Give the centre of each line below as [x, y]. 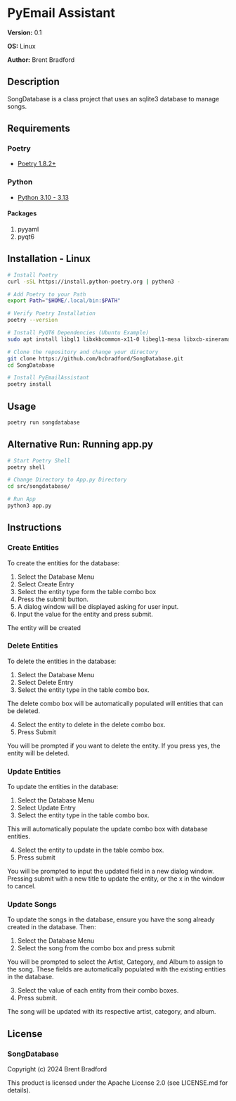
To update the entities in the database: [63, 787]
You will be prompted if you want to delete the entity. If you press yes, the [114, 745]
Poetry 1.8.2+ [37, 164]
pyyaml [28, 229]
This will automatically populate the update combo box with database [108, 829]
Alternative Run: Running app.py [80, 445]
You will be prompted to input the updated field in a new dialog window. [111, 872]
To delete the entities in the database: [62, 661]
